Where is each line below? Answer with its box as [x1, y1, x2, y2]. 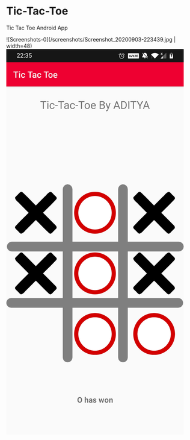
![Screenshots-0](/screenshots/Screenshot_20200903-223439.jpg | [6, 36, 176, 43]
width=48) [6, 42, 32, 49]
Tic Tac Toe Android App [6, 24, 68, 31]
